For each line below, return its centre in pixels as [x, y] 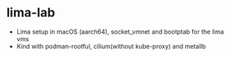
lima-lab [31, 13]
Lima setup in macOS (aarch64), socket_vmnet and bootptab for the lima [120, 32]
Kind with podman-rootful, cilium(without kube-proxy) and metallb [111, 46]
